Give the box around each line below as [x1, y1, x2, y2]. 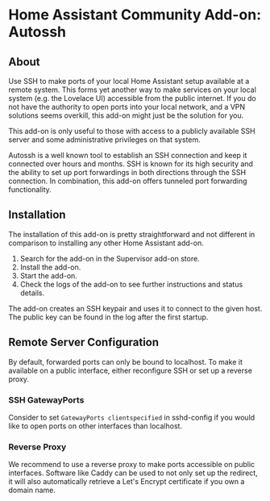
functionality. [8, 185, 52, 194]
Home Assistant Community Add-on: [8, 6, 262, 24]
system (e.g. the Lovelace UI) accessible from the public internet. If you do [8, 94, 256, 102]
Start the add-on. [19, 270, 78, 280]
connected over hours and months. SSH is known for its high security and [8, 159, 254, 169]
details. [19, 288, 45, 298]
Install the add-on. [19, 262, 81, 272]
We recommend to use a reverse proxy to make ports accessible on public [8, 460, 255, 470]
